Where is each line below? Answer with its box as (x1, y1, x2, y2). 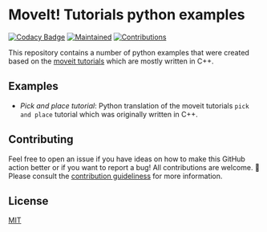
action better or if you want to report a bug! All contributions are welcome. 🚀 (8, 162, 261, 172)
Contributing (8, 132, 74, 146)
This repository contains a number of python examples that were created (8, 47, 250, 57)
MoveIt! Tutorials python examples (8, 6, 245, 24)
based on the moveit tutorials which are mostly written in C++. (8, 56, 214, 66)
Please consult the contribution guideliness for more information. (8, 171, 223, 181)
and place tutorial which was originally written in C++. (19, 109, 198, 119)
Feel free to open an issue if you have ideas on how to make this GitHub (8, 154, 246, 164)
